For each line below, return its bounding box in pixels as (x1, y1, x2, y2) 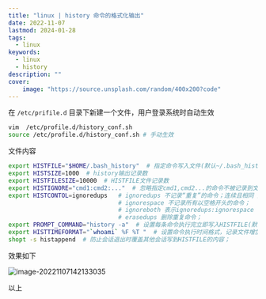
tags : (8, 33, 26, 42)
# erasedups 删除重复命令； (117, 214, 203, 221)
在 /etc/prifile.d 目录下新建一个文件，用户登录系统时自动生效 (8, 108, 215, 117)
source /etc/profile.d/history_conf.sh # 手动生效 (8, 131, 174, 139)
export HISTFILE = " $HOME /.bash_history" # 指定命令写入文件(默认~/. (8, 162, 227, 170)
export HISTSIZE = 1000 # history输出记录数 (8, 169, 148, 177)
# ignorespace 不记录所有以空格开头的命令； (117, 199, 251, 206)
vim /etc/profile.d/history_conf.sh (8, 123, 133, 131)
